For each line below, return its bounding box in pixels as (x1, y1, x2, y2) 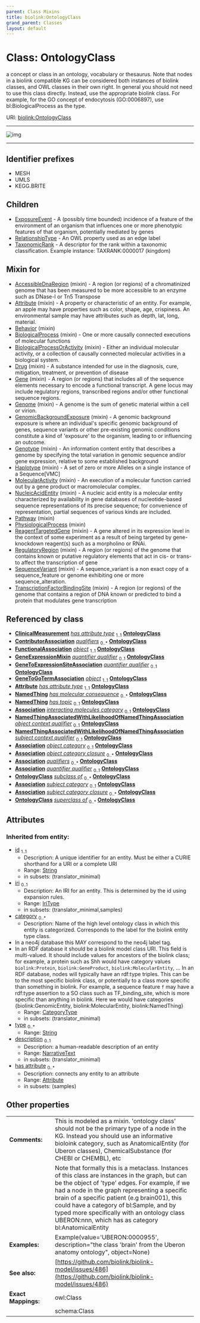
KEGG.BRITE (14, 182, 46, 190)
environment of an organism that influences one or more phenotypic (14, 222, 183, 229)
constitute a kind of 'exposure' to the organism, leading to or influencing (14, 432, 192, 439)
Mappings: (9, 1297, 40, 1305)
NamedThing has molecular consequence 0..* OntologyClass (14, 691, 167, 699)
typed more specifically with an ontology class (54, 1208, 185, 1216)
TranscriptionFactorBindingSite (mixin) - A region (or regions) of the (14, 584, 182, 591)
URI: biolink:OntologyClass (6, 114, 71, 121)
